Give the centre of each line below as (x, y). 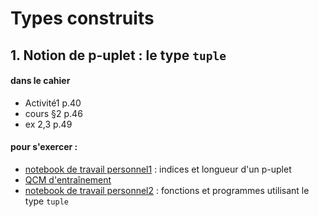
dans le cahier (40, 81)
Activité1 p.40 (53, 103)
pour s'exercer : (44, 147)
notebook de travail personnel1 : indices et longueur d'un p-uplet (158, 169)
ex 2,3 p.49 (48, 124)
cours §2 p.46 (53, 113)
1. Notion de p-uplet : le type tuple (118, 55)
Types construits (82, 18)
